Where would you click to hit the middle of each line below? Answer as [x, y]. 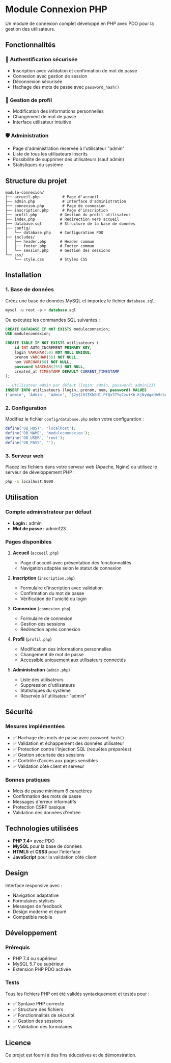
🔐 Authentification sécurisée [41, 60]
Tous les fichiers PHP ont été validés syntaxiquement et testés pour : [77, 994]
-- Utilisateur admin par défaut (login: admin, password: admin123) [81, 385]
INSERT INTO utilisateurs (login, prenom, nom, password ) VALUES [76, 390]
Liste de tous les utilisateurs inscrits [50, 154]
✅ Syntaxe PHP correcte [38, 1003]
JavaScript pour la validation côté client [54, 857]
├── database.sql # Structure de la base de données [70, 224]
